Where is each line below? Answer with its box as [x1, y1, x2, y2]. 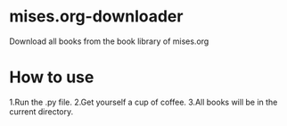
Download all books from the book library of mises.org [9, 36, 209, 46]
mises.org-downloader [9, 6, 184, 27]
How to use [9, 67, 94, 88]
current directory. [9, 105, 74, 117]
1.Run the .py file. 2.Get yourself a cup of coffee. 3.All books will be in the [9, 97, 278, 107]
